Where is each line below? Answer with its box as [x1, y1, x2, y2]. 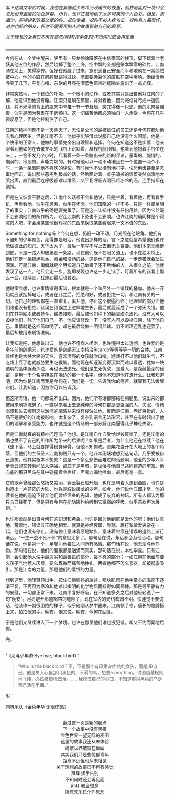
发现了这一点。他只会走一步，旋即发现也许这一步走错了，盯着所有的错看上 [5, 268, 160, 274]
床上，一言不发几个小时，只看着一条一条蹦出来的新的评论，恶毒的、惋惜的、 [5, 152, 164, 158]
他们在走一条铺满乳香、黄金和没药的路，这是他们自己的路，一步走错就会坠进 [5, 256, 164, 262]
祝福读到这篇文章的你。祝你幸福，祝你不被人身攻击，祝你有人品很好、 [18, 17, 164, 23]
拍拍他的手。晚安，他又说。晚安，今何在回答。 [18, 609, 116, 615]
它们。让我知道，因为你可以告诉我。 [5, 384, 81, 390]
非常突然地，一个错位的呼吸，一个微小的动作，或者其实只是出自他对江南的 [5, 91, 160, 97]
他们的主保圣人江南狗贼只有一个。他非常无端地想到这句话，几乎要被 [18, 450, 160, 456]
